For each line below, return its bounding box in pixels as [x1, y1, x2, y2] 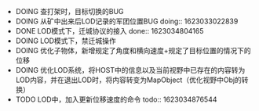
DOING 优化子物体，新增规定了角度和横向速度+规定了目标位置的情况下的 [15, 46, 251, 55]
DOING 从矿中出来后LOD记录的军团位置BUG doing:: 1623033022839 [15, 16, 239, 26]
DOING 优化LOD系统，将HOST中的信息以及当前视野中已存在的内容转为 [15, 66, 246, 74]
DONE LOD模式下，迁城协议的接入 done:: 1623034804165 [15, 27, 204, 35]
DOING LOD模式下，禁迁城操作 [15, 36, 116, 45]
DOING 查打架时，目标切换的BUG [15, 7, 124, 16]
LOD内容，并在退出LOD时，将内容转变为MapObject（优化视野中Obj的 [15, 75, 242, 84]
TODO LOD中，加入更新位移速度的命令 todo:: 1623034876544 [15, 95, 217, 104]
